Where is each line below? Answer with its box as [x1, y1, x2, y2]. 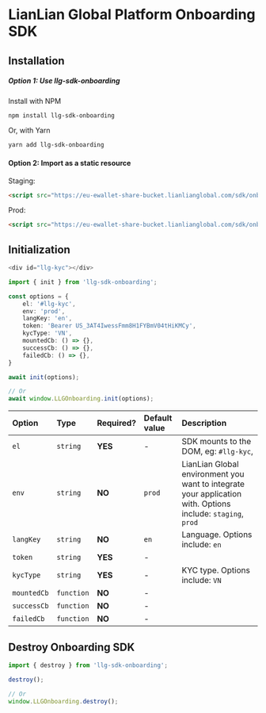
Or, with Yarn [8, 125, 51, 136]
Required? [97, 418, 137, 429]
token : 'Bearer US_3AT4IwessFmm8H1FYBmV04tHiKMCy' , [22, 322, 196, 330]
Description [181, 418, 227, 429]
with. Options [181, 498, 231, 509]
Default [143, 412, 173, 424]
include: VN [181, 575, 222, 586]
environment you [181, 469, 245, 480]
